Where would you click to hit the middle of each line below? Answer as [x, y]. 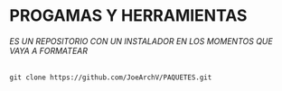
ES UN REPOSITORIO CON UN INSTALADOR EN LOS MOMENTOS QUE [141, 41]
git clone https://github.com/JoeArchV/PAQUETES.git [111, 77]
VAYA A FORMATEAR [49, 50]
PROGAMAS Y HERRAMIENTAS [128, 16]
